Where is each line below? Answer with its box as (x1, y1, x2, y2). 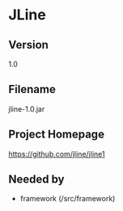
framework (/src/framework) (19, 194, 116, 204)
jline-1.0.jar (8, 103, 45, 114)
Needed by (8, 172, 65, 187)
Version (8, 38, 49, 52)
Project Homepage (8, 128, 105, 141)
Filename (8, 82, 57, 96)
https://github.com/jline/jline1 (8, 149, 105, 158)
